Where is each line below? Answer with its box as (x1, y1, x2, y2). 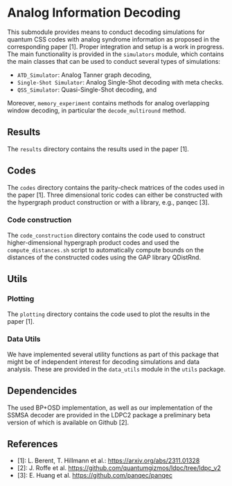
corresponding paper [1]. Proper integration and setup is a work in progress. (7, 42, 224, 51)
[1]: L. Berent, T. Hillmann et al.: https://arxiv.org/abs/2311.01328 (17, 456, 200, 465)
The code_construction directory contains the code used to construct (7, 231, 206, 239)
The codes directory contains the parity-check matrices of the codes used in (7, 183, 225, 191)
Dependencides (7, 385, 78, 397)
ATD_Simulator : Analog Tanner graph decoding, (17, 71, 152, 79)
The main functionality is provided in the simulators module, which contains (7, 50, 224, 58)
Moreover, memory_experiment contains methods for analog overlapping (7, 98, 210, 107)
